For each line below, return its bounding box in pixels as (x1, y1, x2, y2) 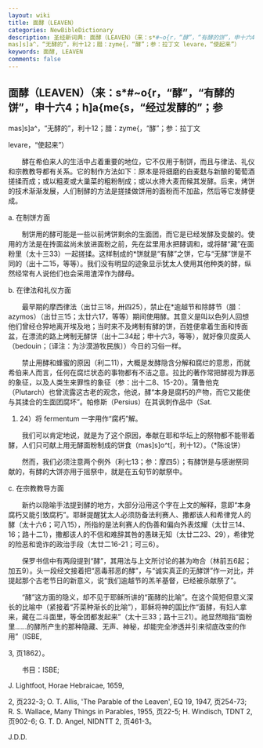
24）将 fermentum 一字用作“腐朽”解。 (19, 414, 142, 423)
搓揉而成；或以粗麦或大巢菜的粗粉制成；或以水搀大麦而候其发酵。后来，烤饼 (8, 176, 255, 185)
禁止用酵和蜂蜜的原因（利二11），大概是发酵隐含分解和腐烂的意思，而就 (21, 358, 250, 367)
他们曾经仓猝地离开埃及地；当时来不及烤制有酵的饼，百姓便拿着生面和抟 (8, 321, 241, 330)
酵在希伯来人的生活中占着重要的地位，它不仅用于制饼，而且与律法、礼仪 (21, 156, 255, 166)
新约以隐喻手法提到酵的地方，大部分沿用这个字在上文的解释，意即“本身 (21, 500, 252, 509)
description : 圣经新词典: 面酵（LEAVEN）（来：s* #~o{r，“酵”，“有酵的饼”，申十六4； (8, 33, 261, 42)
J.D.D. (8, 732, 27, 742)
